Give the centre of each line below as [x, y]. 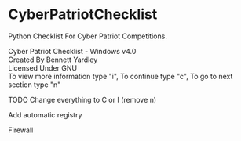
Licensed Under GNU [42, 67]
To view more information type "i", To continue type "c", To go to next [120, 76]
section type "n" [35, 85]
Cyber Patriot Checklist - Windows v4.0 [72, 51]
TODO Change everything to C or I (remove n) [82, 99]
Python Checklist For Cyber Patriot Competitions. [88, 36]
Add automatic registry [45, 114]
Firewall [21, 130]
